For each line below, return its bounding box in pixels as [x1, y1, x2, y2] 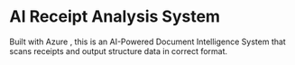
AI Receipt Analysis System [9, 6, 221, 27]
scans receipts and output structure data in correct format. [9, 45, 228, 56]
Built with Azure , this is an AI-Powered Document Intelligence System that [9, 36, 286, 47]
